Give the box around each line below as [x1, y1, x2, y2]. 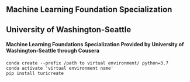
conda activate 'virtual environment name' [6, 65, 114, 71]
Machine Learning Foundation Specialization [6, 5, 172, 15]
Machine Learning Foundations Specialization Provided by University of [6, 41, 184, 48]
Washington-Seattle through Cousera [6, 47, 99, 54]
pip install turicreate [6, 70, 64, 76]
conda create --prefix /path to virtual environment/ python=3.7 [6, 60, 168, 66]
